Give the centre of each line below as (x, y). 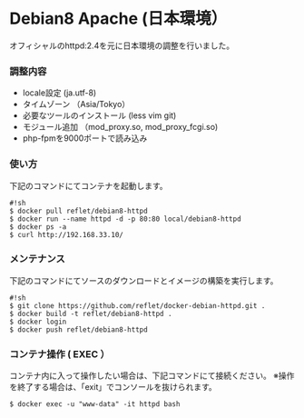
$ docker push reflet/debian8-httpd (78, 329)
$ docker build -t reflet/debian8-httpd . (91, 313)
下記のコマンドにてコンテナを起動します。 (88, 185)
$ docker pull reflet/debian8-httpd (78, 211)
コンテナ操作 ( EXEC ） (60, 353)
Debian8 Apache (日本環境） (118, 19)
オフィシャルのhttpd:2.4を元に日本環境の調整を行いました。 (122, 45)
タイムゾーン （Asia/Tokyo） (76, 104)
